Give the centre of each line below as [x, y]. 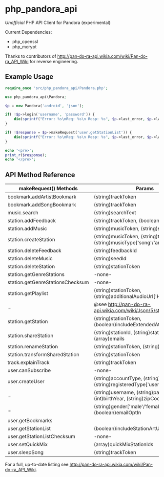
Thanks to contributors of [31, 56]
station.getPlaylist [28, 294]
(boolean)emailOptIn [117, 413]
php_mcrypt [24, 46]
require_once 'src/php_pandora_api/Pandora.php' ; [57, 88]
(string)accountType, [118, 379]
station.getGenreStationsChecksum [48, 282]
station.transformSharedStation [43, 355]
